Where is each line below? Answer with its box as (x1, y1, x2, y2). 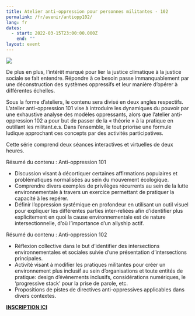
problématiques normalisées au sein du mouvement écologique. (14, 176, 169, 183)
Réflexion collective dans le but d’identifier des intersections (14, 242, 160, 249)
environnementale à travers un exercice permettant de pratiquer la (14, 188, 175, 195)
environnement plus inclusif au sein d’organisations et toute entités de (14, 267, 183, 274)
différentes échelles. (6, 87, 55, 94)
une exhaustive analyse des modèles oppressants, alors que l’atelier (6, 111, 170, 118)
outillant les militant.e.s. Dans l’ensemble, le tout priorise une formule (6, 123, 172, 130)
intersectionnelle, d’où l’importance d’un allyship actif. (14, 219, 144, 226)
